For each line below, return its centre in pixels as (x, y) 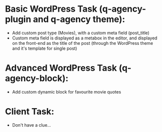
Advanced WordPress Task (61, 68)
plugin (18, 19)
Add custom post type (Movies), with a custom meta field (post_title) (81, 33)
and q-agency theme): (79, 19)
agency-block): (37, 78)
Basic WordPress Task (51, 9)
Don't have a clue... (31, 125)
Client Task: (30, 112)
